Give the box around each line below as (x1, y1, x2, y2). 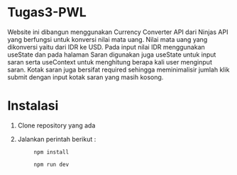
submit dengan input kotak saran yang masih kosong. (7, 72, 164, 81)
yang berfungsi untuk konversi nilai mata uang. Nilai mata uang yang (7, 35, 208, 43)
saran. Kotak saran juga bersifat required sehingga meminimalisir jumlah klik (7, 65, 230, 74)
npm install (33, 148, 70, 156)
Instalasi (7, 98, 59, 114)
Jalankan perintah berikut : (17, 135, 97, 143)
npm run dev (33, 161, 70, 168)
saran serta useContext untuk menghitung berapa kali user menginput (7, 57, 213, 66)
